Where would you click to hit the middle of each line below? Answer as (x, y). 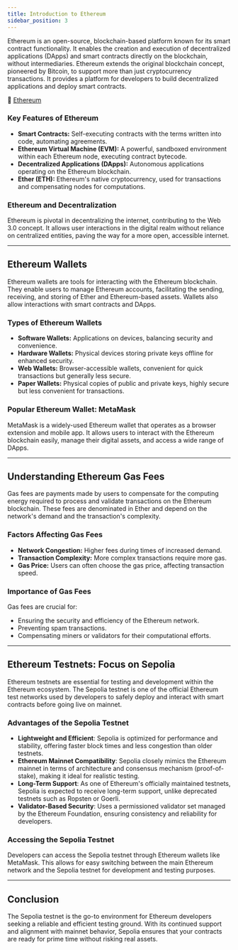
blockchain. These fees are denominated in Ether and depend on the (107, 509)
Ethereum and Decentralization (62, 205)
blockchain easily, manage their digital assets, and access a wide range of (116, 440)
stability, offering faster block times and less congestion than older (115, 746)
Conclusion (33, 899)
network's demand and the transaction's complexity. (84, 517)
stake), (28, 776)
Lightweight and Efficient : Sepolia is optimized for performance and (118, 738)
